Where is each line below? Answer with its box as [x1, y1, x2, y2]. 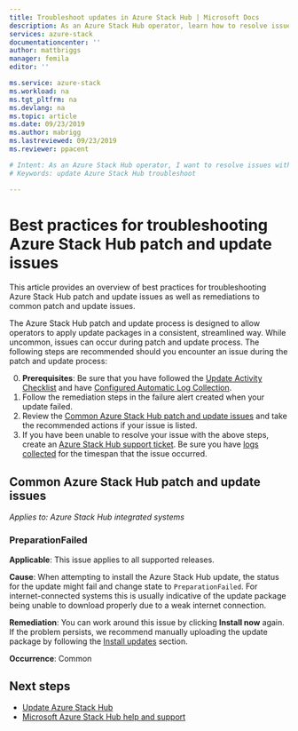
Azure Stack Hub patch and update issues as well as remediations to [9, 291, 260, 302]
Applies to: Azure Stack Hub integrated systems [9, 512, 184, 522]
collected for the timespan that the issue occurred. [21, 449, 208, 459]
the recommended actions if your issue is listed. [21, 420, 198, 431]
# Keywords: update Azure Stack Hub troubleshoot [9, 169, 197, 178]
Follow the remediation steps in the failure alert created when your [21, 392, 265, 402]
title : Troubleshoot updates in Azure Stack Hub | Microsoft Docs [9, 12, 260, 22]
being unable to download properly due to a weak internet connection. [9, 600, 267, 610]
